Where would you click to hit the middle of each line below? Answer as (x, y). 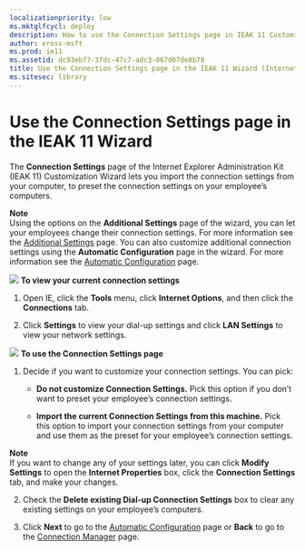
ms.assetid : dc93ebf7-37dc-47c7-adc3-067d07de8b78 (107, 60)
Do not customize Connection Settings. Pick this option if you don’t (164, 388)
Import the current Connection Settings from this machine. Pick (158, 416)
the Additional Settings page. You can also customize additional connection (151, 242)
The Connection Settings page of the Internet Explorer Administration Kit (147, 166)
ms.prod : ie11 (36, 52)
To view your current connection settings (100, 280)
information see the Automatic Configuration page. (104, 261)
